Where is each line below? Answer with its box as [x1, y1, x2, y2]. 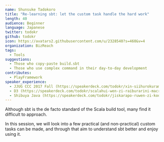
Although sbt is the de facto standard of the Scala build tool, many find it [5, 106, 151, 112]
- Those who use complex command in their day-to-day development [9, 66, 147, 71]
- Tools [9, 52, 25, 57]
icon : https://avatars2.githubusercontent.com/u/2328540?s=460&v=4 [5, 39, 145, 44]
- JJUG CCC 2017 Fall [9, 84, 54, 89]
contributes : [5, 71, 32, 75]
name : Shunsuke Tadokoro [5, 7, 56, 12]
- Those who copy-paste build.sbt [9, 61, 80, 66]
